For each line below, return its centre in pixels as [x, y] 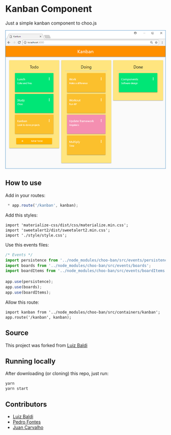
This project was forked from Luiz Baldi [46, 345]
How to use [23, 183]
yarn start [17, 389]
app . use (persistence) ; [29, 282]
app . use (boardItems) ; [28, 292]
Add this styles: [22, 215]
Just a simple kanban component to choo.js [51, 23]
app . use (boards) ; [24, 287]
